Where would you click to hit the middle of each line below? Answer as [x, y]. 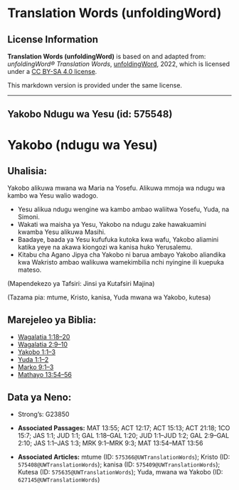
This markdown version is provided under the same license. [95, 85]
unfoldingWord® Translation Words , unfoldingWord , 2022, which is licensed [118, 64]
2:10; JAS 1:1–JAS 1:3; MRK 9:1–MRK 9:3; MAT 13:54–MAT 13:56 [110, 443]
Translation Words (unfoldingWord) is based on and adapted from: [107, 56]
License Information [53, 39]
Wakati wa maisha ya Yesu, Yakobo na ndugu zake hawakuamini [112, 225]
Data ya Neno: [39, 397]
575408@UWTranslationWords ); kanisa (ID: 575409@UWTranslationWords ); [119, 464]
